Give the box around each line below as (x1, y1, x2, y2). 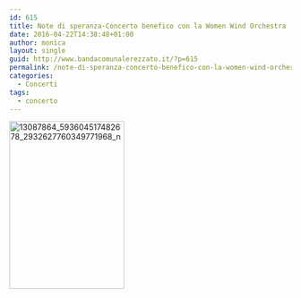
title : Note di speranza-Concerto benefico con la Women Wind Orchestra (9, 21, 287, 30)
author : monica (9, 38, 66, 47)
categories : (9, 72, 54, 81)
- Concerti (17, 80, 58, 89)
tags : (9, 88, 30, 97)
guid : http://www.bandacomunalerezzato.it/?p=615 (9, 55, 199, 64)
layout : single (9, 47, 66, 55)
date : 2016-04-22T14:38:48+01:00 (9, 30, 134, 38)
